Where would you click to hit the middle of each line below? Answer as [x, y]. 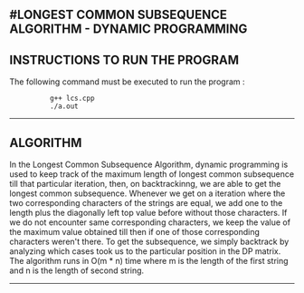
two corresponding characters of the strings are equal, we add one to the [146, 203]
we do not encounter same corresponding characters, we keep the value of [150, 222]
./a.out [64, 107]
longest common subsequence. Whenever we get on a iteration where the [147, 193]
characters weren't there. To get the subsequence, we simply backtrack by [149, 242]
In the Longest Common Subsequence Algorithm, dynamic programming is [149, 165]
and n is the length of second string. [77, 270]
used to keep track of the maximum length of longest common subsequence [152, 174]
